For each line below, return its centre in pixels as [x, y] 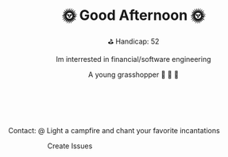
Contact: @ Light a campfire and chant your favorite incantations [114, 130]
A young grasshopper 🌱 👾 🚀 [133, 75]
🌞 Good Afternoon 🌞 [133, 15]
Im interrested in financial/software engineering [133, 59]
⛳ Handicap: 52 [133, 41]
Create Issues [70, 146]
